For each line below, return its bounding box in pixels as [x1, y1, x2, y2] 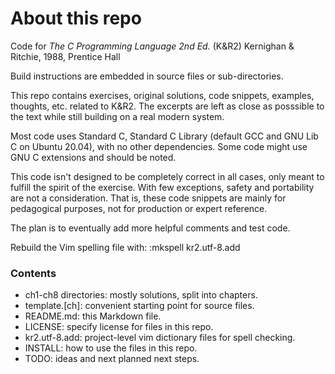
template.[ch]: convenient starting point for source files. [24, 300, 255, 312]
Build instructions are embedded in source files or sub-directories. [10, 70, 284, 82]
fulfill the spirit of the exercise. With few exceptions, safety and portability [10, 181, 315, 193]
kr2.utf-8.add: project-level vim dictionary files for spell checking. [24, 332, 296, 344]
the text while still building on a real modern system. [10, 110, 225, 122]
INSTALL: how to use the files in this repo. [24, 342, 198, 354]
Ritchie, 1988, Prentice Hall [10, 50, 121, 62]
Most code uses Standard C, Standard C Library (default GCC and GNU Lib [10, 130, 319, 142]
